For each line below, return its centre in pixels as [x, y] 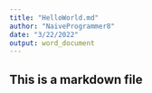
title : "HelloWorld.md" [54, 18]
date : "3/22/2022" [44, 34]
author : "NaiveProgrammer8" [62, 26]
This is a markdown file [76, 79]
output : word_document [52, 43]
